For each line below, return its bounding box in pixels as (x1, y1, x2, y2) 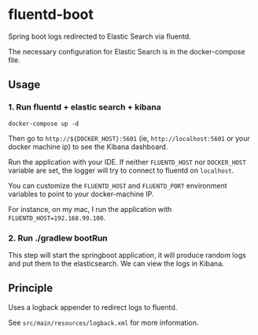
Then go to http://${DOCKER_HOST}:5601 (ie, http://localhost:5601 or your (8, 133, 250, 143)
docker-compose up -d (8, 120, 79, 128)
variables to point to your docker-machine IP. (8, 189, 155, 199)
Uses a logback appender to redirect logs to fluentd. (8, 302, 178, 312)
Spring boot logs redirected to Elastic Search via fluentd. (8, 32, 191, 41)
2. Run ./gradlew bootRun (8, 233, 108, 244)
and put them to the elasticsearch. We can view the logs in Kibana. (8, 259, 224, 268)
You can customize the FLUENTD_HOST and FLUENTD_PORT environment (8, 181, 227, 190)
